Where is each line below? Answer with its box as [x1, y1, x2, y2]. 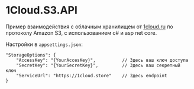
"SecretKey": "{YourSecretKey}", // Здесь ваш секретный [16, 62, 181, 68]
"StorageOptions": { [5, 52, 57, 58]
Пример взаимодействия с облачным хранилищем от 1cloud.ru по [5, 23, 173, 30]
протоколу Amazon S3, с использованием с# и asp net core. [5, 29, 157, 36]
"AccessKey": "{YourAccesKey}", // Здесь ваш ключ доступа [16, 57, 189, 63]
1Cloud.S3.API [5, 4, 78, 17]
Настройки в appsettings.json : [5, 41, 83, 48]
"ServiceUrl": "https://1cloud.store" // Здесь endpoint [16, 72, 167, 78]
